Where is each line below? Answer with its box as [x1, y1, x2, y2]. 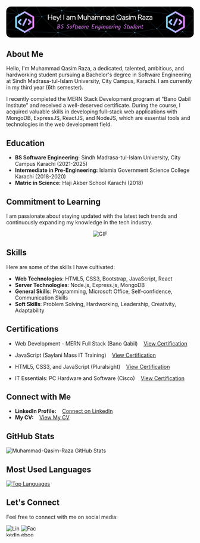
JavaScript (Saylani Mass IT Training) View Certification [14, 351, 157, 359]
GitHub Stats [6, 431, 55, 442]
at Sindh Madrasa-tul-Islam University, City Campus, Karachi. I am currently [6, 78, 192, 85]
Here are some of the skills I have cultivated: [6, 263, 115, 270]
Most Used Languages [6, 464, 91, 474]
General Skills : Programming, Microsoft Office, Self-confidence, [14, 288, 173, 295]
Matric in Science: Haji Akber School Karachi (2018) [14, 180, 144, 187]
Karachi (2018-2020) [14, 173, 67, 180]
